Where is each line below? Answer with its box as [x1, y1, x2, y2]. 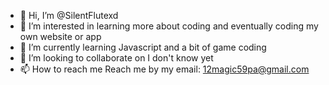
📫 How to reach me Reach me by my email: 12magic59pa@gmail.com [19, 63, 310, 75]
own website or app [19, 31, 102, 42]
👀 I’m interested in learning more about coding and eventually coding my [19, 20, 319, 32]
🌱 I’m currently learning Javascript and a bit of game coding [19, 41, 267, 53]
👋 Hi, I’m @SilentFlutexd [19, 10, 119, 21]
